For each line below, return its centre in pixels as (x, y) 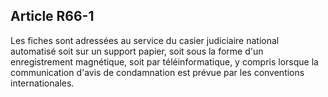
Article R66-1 (52, 16)
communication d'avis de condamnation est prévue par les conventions (157, 72)
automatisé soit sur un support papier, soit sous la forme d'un (137, 51)
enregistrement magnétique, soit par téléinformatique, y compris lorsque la (164, 61)
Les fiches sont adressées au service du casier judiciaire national (145, 40)
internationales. (42, 83)
